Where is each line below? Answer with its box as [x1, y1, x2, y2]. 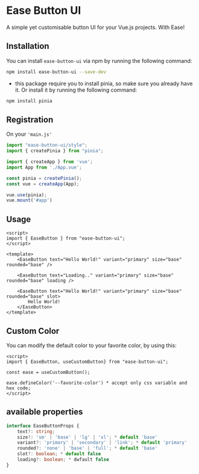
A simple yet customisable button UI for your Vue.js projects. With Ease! [6, 24, 185, 31]
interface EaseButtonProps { [6, 423, 80, 429]
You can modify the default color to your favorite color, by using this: [6, 342, 177, 349]
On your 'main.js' [6, 130, 52, 138]
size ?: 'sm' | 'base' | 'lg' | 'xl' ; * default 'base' [17, 434, 158, 440]
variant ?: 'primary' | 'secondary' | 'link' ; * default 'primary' [17, 440, 188, 446]
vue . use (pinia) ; [6, 191, 47, 198]
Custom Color [6, 325, 60, 336]
